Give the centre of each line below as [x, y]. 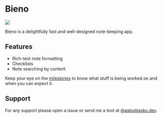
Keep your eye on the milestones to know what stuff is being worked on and [81, 78]
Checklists [23, 64]
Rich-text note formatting [37, 58]
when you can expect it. [29, 83]
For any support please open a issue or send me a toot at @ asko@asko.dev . [81, 110]
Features [19, 47]
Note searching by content [39, 68]
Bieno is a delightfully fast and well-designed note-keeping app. [69, 31]
